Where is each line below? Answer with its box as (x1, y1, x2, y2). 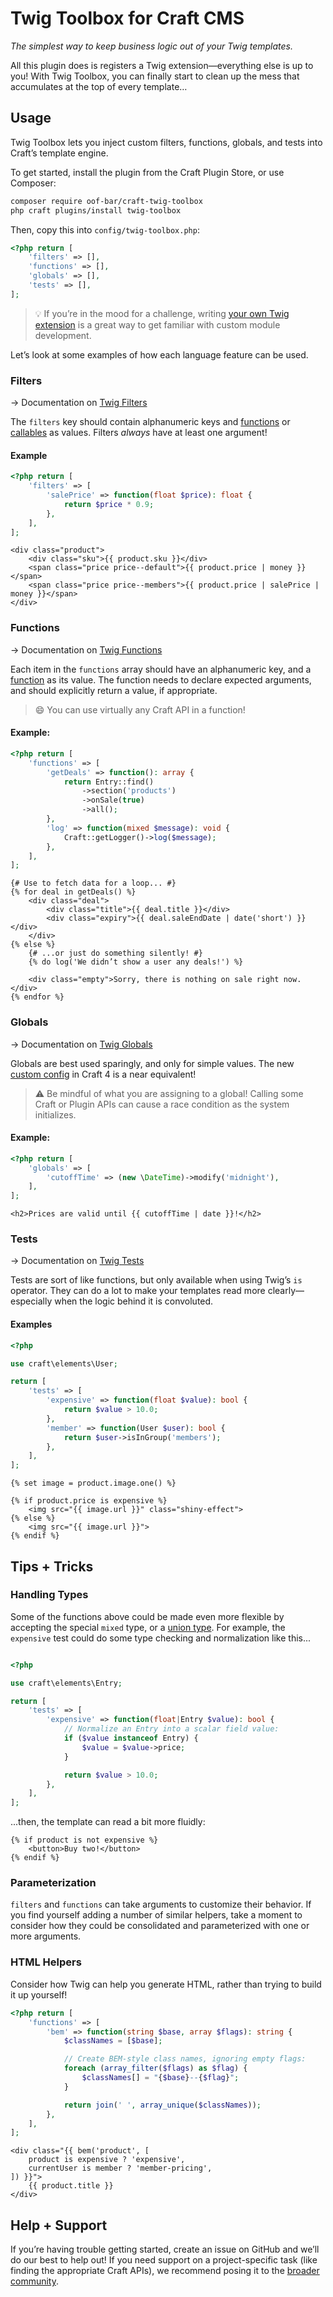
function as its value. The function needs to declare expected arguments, (10, 673, 312, 686)
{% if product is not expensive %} (10, 1835, 159, 1846)
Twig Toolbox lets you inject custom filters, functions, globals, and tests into (10, 136, 323, 148)
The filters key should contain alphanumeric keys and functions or (10, 416, 291, 428)
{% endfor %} (10, 992, 65, 1002)
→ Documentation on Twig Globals (10, 1038, 153, 1050)
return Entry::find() (63, 777, 155, 787)
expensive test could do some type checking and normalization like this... (10, 1632, 312, 1644)
